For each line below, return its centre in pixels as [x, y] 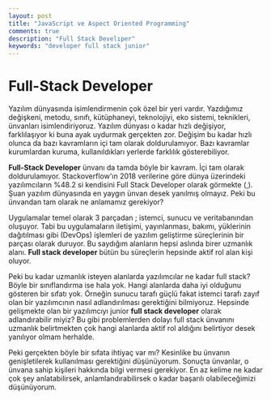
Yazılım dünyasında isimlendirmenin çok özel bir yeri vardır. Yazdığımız [126, 109]
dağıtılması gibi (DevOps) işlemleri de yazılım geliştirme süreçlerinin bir [126, 235]
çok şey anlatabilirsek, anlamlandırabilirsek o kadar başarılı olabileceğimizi [132, 379]
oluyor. [20, 261]
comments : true [34, 31]
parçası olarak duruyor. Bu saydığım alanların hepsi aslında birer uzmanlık [131, 243]
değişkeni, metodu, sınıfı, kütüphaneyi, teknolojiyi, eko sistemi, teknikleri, [129, 118]
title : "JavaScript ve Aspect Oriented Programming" [99, 24]
